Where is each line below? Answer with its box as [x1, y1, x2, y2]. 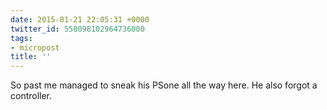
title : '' [10, 52, 52, 62]
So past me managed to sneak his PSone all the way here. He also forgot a [10, 79, 318, 91]
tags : [10, 33, 33, 43]
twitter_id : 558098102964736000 [10, 24, 145, 34]
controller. [10, 90, 53, 102]
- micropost [10, 42, 60, 53]
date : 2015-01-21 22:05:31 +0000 [10, 14, 150, 25]
